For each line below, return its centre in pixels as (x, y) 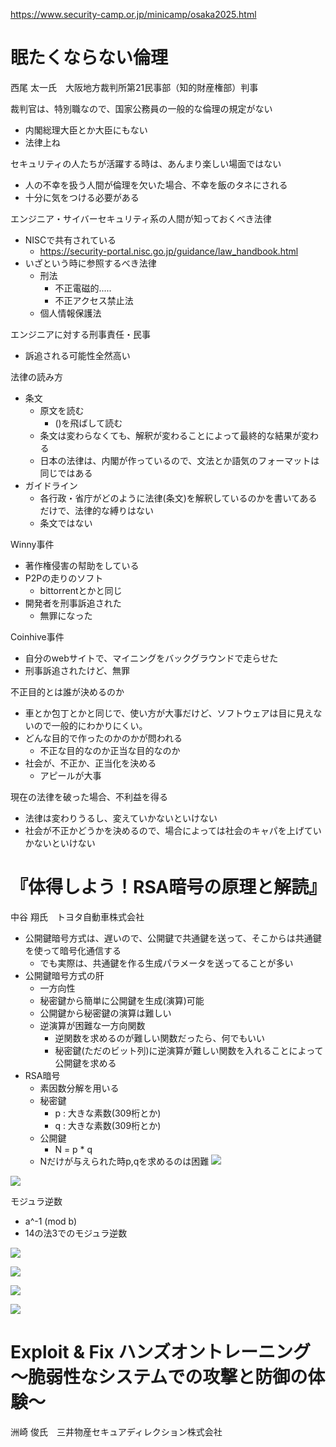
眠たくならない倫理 (89, 58)
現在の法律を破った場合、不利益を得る (89, 796)
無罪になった (66, 615)
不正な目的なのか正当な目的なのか (110, 750)
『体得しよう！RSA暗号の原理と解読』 (168, 887)
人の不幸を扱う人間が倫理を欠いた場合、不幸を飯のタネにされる (156, 185)
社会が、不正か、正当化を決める (90, 763)
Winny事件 (32, 544)
